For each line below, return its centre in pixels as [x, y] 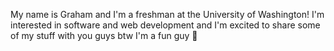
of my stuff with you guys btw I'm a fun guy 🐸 [104, 35]
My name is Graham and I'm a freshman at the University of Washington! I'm [167, 14]
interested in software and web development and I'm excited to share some [165, 25]
